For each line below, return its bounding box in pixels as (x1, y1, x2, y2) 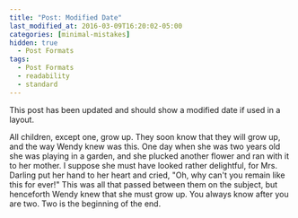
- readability (17, 72, 70, 81)
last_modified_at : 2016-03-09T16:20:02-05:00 (9, 22, 182, 31)
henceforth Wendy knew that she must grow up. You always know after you (9, 188, 289, 199)
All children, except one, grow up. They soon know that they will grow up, (9, 131, 281, 142)
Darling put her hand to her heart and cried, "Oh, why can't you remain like (9, 170, 285, 180)
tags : (9, 55, 30, 64)
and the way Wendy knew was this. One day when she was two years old (9, 141, 281, 152)
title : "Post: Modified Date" (9, 13, 123, 22)
